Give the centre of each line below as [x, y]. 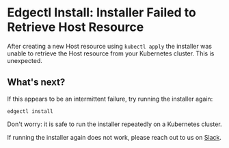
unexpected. [25, 60]
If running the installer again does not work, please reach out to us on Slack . [114, 137]
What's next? [36, 83]
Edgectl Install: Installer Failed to [102, 13]
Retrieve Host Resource [76, 27]
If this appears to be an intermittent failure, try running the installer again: [110, 99]
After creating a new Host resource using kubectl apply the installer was [109, 46]
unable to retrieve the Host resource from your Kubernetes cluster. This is [111, 53]
